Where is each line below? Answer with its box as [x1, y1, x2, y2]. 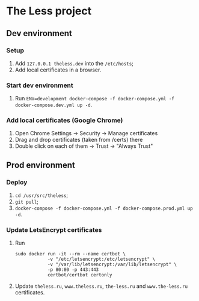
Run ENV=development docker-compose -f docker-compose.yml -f [14, 95, 175, 102]
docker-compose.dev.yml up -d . [14, 101, 93, 109]
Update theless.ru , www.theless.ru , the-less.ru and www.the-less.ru [14, 282, 188, 290]
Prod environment [6, 160, 75, 170]
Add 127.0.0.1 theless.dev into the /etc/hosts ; [14, 59, 134, 67]
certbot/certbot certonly [47, 272, 112, 278]
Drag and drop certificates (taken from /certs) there [14, 136, 143, 144]
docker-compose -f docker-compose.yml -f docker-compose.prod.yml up [14, 205, 194, 211]
